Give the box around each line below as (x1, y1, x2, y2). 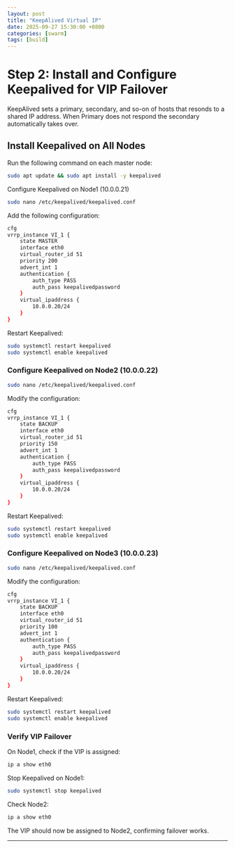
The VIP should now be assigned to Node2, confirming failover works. (7, 826, 210, 835)
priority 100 (20, 623, 58, 630)
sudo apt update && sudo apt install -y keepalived (7, 172, 161, 179)
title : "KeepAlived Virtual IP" (7, 17, 101, 24)
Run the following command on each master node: (7, 159, 152, 167)
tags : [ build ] (7, 37, 49, 44)
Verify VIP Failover (7, 731, 72, 741)
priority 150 (20, 440, 58, 448)
